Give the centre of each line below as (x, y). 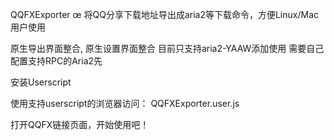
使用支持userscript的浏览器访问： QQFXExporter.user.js (125, 103)
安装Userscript (41, 82)
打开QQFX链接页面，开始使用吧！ (80, 124)
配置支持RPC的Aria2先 (56, 61)
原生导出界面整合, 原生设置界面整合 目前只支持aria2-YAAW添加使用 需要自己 (167, 48)
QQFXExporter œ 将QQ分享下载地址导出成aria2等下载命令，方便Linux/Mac (164, 14)
